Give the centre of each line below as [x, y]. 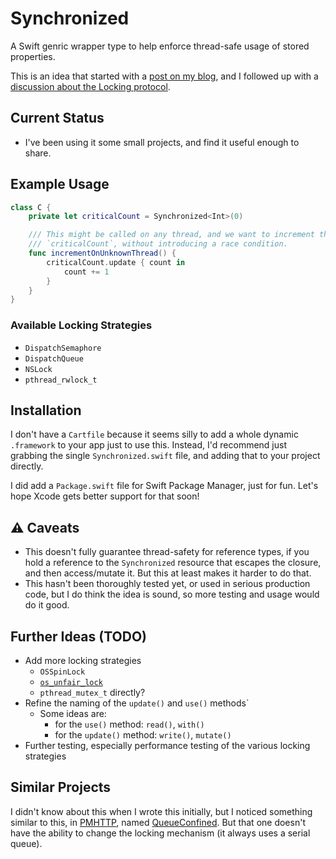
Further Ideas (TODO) [78, 636]
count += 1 [86, 272]
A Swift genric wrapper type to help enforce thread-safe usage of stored [160, 46]
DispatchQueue [54, 358]
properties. [33, 56]
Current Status [57, 118]
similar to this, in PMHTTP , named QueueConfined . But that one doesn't [158, 822]
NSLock [38, 369]
